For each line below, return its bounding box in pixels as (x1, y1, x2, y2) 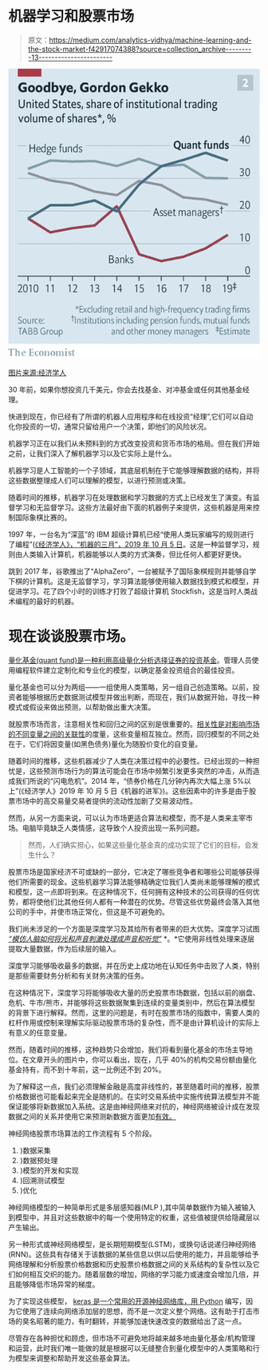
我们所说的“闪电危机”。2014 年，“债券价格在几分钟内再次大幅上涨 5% (14, 776, 245, 785)
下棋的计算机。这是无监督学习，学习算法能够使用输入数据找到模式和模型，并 (8, 577, 260, 586)
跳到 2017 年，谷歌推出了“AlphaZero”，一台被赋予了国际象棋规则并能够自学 (8, 566, 257, 576)
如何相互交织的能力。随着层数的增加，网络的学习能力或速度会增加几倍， (14, 1269, 253, 1279)
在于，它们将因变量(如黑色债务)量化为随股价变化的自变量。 (8, 739, 203, 749)
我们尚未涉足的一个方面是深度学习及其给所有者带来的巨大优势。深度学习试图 (8, 923, 260, 933)
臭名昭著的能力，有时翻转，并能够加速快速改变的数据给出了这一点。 (22, 1316, 246, 1326)
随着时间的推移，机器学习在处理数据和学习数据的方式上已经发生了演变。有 (8, 493, 253, 502)
